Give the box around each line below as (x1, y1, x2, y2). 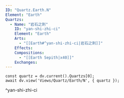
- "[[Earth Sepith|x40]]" (18, 55, 74, 60)
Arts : (14, 36, 27, 41)
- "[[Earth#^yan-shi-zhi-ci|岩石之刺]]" (18, 41, 103, 46)
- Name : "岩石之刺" (10, 21, 48, 27)
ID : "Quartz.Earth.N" (5, 7, 52, 13)
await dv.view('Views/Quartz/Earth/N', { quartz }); (5, 78, 120, 83)
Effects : (14, 45, 33, 51)
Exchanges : (14, 60, 38, 65)
